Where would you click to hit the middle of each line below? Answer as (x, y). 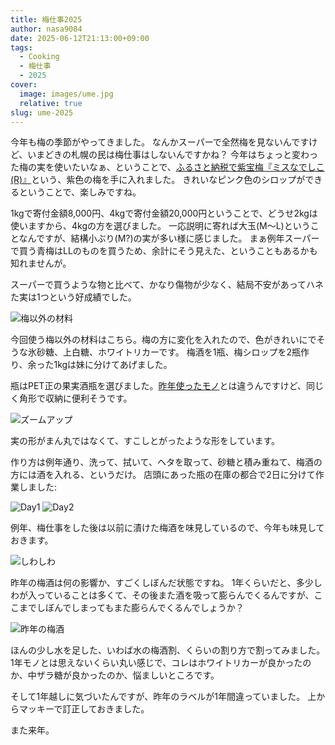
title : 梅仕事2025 (46, 19)
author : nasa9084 (46, 29)
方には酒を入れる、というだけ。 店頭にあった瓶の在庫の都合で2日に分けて (163, 475)
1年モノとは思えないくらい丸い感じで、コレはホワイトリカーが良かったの (161, 663)
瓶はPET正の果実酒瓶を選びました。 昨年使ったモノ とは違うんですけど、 (158, 386)
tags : (21, 47)
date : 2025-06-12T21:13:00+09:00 (80, 38)
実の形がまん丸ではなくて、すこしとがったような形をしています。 (145, 441)
